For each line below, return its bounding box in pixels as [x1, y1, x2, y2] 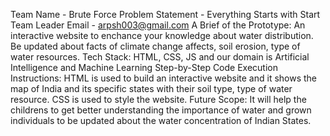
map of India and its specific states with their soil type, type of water [10, 83, 293, 94]
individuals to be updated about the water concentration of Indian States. [10, 115, 312, 126]
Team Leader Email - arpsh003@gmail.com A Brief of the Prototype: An [10, 19, 306, 31]
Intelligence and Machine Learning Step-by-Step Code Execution [10, 62, 278, 73]
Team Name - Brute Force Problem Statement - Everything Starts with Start [10, 9, 321, 20]
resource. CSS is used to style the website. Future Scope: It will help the [10, 94, 307, 105]
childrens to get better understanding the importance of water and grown [10, 104, 312, 116]
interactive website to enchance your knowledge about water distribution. [10, 30, 314, 41]
